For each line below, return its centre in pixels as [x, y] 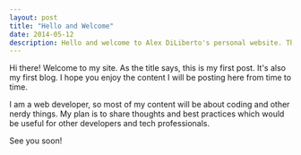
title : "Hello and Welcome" [62, 26]
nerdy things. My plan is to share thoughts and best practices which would [147, 114]
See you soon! [36, 141]
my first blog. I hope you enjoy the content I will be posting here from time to [150, 78]
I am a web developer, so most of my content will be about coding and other [150, 105]
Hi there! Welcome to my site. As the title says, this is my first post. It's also [148, 68]
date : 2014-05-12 [42, 34]
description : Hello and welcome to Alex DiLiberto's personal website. [146, 43]
